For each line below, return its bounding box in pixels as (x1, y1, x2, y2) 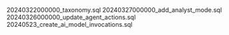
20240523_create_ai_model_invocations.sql (6, 21, 133, 28)
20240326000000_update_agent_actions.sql (6, 13, 136, 21)
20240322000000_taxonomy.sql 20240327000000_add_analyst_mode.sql (6, 6, 223, 14)
